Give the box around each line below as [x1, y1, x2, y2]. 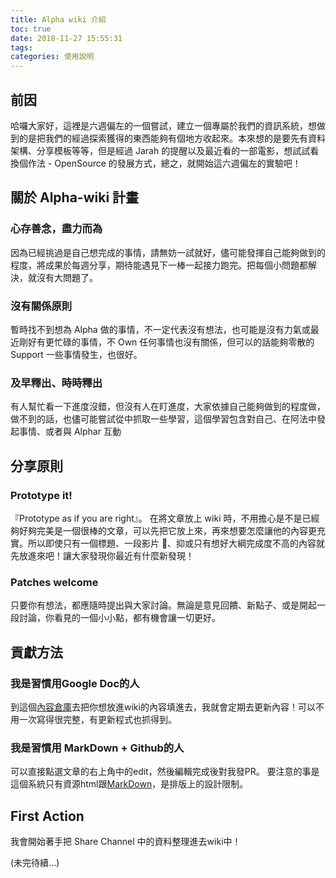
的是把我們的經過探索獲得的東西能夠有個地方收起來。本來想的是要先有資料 [18, 132, 326, 144]
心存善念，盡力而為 [10, 222, 103, 236]
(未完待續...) [10, 857, 60, 868]
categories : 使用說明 [10, 52, 95, 62]
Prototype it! [10, 488, 73, 502]
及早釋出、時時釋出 [10, 376, 103, 390]
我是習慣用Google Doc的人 [10, 676, 140, 690]
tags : [10, 42, 33, 53]
